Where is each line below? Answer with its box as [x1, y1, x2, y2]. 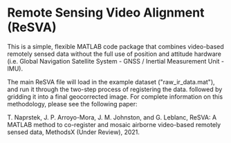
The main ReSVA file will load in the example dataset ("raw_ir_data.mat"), [7, 77, 216, 86]
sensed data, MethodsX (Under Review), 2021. [7, 128, 140, 136]
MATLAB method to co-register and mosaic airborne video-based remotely [7, 120, 221, 128]
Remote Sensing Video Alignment [7, 5, 205, 21]
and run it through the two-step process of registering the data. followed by [7, 85, 223, 93]
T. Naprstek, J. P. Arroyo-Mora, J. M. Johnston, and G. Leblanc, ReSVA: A [7, 113, 216, 122]
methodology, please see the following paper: [7, 99, 138, 108]
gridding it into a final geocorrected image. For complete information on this [7, 92, 223, 101]
